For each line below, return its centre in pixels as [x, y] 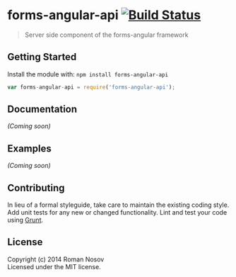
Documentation [42, 109]
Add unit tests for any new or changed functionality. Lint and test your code [117, 213]
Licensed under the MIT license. [54, 266]
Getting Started [42, 57]
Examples [29, 148]
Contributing [36, 188]
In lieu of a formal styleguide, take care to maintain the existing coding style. [118, 205]
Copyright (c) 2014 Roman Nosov [56, 259]
